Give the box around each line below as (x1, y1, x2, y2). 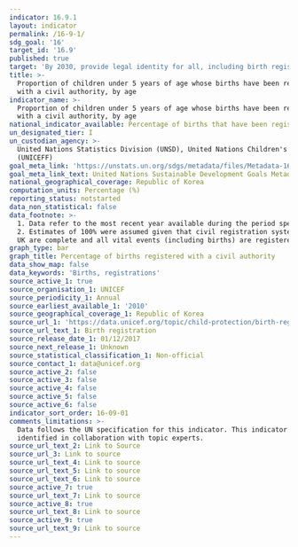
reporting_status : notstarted (9, 194, 122, 204)
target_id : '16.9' (9, 46, 77, 55)
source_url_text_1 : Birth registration (9, 326, 157, 335)
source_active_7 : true (9, 482, 93, 492)
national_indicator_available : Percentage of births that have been (9, 121, 268, 129)
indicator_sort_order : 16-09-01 (9, 409, 129, 418)
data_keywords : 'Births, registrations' (9, 269, 161, 277)
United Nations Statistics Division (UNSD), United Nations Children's (17, 145, 288, 153)
